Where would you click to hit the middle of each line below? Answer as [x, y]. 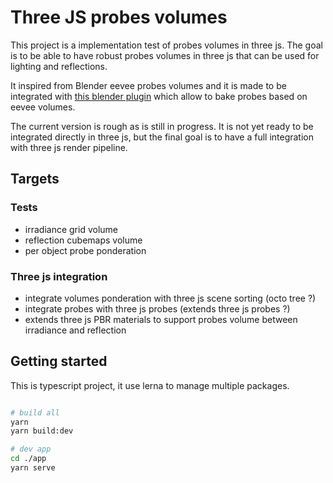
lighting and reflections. [59, 66]
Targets [35, 179]
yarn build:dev [42, 431]
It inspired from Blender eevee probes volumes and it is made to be [148, 85]
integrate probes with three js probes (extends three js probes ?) [157, 308]
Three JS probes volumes [119, 17]
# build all [35, 412]
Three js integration [59, 276]
